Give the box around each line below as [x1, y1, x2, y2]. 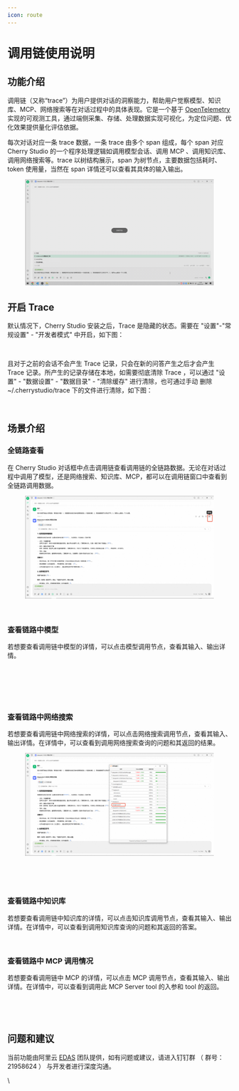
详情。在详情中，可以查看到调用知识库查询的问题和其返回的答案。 [7, 922, 201, 931]
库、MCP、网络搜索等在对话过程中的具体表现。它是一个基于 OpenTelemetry [7, 105, 230, 113]
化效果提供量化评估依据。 [7, 122, 83, 131]
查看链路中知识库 [7, 896, 66, 906]
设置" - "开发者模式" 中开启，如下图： [13, 330, 124, 338]
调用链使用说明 [7, 45, 95, 61]
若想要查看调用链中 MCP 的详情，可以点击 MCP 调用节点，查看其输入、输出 [7, 973, 230, 982]
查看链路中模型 [7, 625, 59, 635]
